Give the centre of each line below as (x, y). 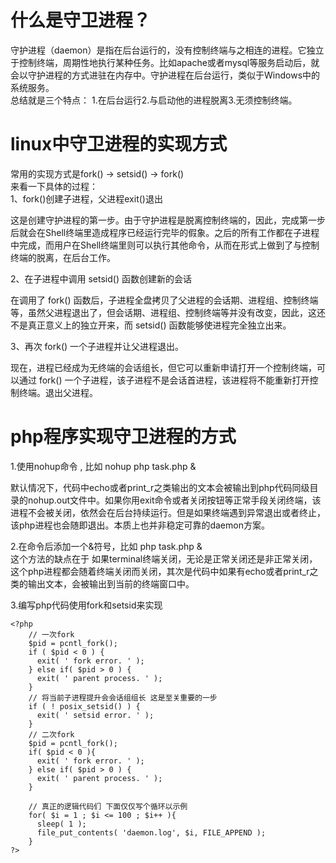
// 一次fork (51, 634)
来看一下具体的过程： (54, 186)
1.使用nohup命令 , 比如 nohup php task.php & (103, 466)
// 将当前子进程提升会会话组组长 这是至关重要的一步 (123, 697)
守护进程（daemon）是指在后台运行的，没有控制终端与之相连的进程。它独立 (167, 50)
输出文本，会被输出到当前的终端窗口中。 (111, 583)
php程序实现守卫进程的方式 (123, 437)
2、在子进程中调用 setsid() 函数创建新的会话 (101, 278)
